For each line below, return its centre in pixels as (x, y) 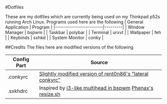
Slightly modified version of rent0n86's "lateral (94, 74)
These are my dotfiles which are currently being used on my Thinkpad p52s (83, 17)
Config (21, 59)
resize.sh (50, 94)
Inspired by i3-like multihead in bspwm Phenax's (96, 88)
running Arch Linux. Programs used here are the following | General (74, 22)
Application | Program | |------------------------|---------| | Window (75, 27)
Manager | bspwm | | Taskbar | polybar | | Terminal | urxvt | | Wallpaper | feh (83, 32)
